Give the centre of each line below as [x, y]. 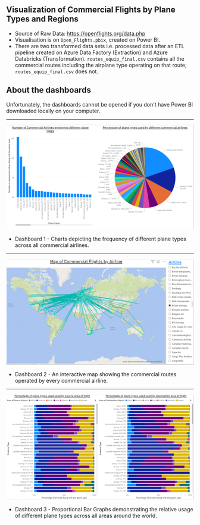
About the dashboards [49, 90]
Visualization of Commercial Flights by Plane [91, 10]
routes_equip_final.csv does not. [56, 71]
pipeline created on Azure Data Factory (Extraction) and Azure [91, 52]
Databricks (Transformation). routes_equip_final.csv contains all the [99, 58]
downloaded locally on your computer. [53, 111]
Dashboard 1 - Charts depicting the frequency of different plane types [100, 239]
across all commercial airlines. [52, 245]
